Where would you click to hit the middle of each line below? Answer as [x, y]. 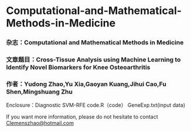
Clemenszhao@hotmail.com [40, 123]
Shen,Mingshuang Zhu [40, 92]
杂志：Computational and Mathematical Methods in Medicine [95, 43]
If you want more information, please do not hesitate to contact [82, 117]
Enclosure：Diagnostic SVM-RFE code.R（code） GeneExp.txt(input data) [96, 105]
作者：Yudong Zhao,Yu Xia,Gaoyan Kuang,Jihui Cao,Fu [86, 84]
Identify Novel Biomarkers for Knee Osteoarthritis [78, 67]
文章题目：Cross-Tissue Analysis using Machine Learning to [93, 60]
